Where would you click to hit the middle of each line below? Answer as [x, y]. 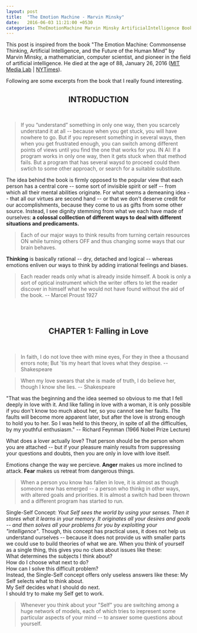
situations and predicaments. [43, 224]
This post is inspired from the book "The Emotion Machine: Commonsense [96, 45]
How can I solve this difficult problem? [52, 568]
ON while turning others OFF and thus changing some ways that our [103, 241]
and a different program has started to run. [72, 501]
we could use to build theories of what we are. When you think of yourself [95, 543]
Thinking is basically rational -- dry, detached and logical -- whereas [89, 259]
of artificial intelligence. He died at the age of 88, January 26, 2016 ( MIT [93, 63]
